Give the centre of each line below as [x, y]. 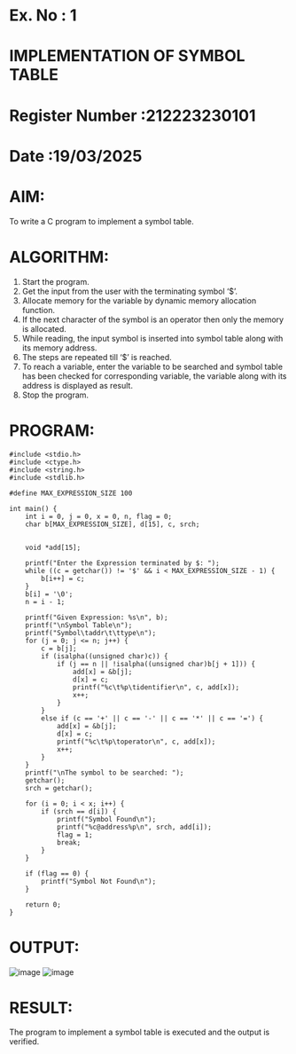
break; [69, 842]
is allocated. [44, 328]
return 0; [43, 905]
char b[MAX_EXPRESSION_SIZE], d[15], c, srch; [113, 524]
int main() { [33, 508]
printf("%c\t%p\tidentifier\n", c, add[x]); [156, 687]
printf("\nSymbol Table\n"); [79, 625]
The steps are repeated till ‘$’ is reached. [97, 357]
